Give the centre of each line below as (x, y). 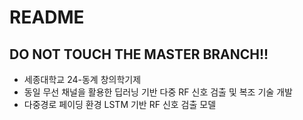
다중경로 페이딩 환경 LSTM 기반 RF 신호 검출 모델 (120, 104)
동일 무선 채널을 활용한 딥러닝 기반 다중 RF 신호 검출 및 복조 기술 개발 (158, 92)
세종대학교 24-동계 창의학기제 (82, 79)
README (47, 17)
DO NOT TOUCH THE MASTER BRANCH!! (139, 54)
